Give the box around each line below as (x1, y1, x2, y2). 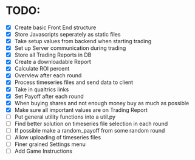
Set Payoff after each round (14, 92, 84, 100)
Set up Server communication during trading (14, 44, 126, 52)
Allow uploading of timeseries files (14, 133, 101, 141)
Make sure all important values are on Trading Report (14, 106, 148, 113)
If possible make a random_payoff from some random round (14, 127, 165, 134)
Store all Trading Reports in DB (14, 51, 92, 58)
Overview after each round (14, 72, 82, 79)
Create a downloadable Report (14, 58, 92, 66)
